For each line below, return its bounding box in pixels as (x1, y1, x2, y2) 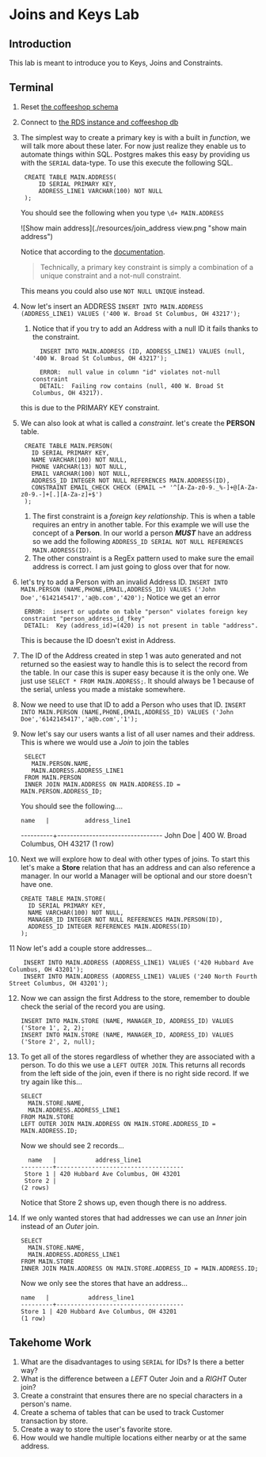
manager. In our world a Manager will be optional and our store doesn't (20, 871, 253, 881)
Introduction (9, 37, 72, 51)
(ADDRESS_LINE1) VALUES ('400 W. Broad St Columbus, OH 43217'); (20, 310, 241, 318)
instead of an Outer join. (20, 1221, 100, 1231)
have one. (20, 879, 54, 888)
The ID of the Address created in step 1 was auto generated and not (20, 651, 242, 660)
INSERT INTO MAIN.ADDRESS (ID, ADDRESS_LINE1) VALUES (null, (39, 347, 246, 356)
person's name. (20, 1399, 72, 1409)
